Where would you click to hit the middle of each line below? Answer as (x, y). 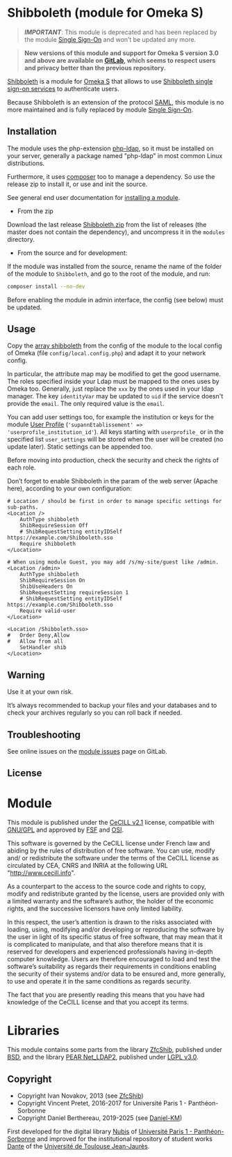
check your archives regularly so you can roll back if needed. (95, 713)
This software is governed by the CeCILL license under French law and (109, 844)
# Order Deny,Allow (39, 635)
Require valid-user (48, 611)
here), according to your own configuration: (69, 488)
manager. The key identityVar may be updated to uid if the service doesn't (115, 396)
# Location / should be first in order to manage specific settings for (115, 502)
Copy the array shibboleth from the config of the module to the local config (115, 345)
